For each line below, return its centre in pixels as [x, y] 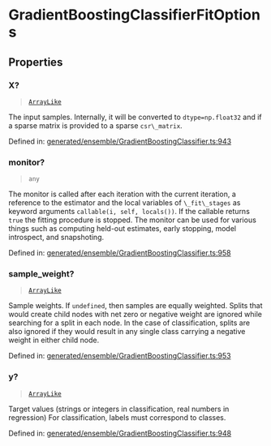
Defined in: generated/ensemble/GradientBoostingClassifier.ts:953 [120, 356]
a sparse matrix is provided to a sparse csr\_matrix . [95, 125]
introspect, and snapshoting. [56, 238]
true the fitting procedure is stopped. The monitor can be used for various [133, 220]
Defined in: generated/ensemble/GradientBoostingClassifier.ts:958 [120, 253]
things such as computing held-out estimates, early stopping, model [123, 229]
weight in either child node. [54, 340]
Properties [36, 62]
